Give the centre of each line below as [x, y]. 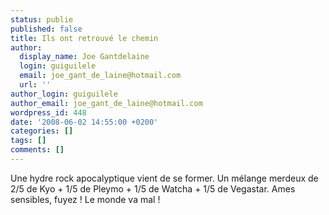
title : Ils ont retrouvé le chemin [84, 38]
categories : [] [42, 131]
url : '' [35, 85]
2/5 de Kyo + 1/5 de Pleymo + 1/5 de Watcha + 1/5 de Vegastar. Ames [153, 188]
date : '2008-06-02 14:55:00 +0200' [84, 122]
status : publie [42, 19]
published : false [46, 29]
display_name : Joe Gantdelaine [84, 57]
